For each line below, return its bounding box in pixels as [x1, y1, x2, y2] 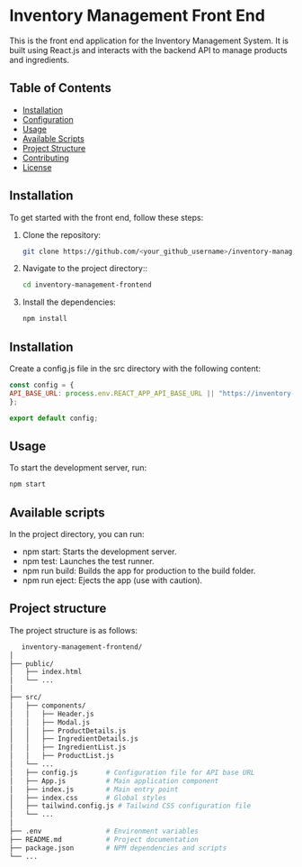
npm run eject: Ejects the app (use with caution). [22, 575, 203, 586]
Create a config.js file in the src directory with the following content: [9, 363, 262, 374]
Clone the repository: [22, 229, 102, 240]
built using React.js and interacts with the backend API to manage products [9, 44, 288, 55]
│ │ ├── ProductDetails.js [9, 726, 127, 735]
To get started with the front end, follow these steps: [9, 212, 204, 223]
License [22, 161, 52, 172]
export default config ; [9, 414, 99, 423]
